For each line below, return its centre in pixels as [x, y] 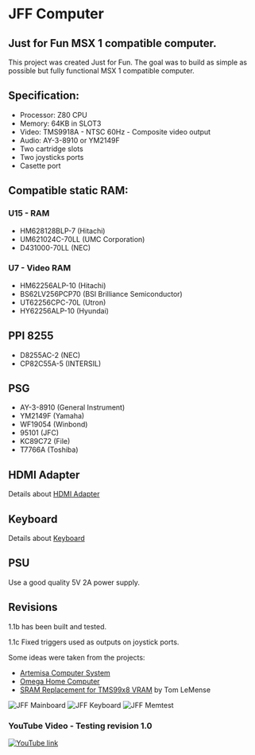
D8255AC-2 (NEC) [50, 355]
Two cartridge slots [51, 149]
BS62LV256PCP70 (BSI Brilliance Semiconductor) [101, 294]
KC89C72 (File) [45, 442]
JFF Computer [56, 14]
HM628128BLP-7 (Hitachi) [62, 231]
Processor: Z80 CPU [53, 115]
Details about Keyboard [46, 539]
